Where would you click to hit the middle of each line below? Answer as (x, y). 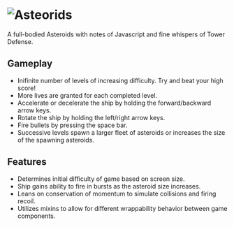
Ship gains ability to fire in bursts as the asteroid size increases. (109, 186)
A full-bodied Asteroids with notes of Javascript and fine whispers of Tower (116, 34)
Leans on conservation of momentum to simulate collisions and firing (117, 193)
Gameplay (30, 64)
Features (27, 162)
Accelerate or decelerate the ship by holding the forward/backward (114, 103)
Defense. (20, 41)
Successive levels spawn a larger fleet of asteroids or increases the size (121, 132)
